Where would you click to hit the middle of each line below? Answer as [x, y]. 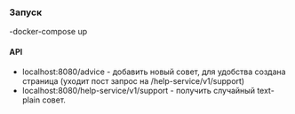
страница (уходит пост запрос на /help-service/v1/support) [133, 80]
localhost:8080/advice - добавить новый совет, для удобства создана [154, 72]
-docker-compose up [48, 32]
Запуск [26, 12]
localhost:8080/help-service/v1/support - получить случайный [139, 90]
